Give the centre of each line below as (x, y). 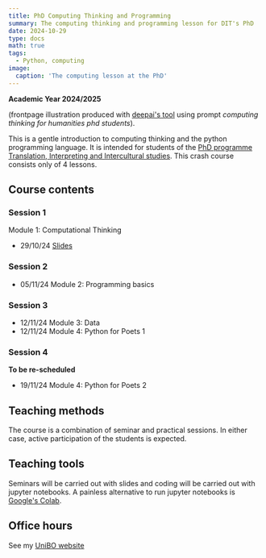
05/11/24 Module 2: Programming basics (87, 284)
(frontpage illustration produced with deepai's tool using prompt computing (133, 115)
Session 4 (28, 352)
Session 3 (28, 305)
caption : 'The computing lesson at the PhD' (91, 76)
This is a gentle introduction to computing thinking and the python (118, 139)
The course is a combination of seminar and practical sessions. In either (128, 430)
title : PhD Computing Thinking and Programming (90, 16)
